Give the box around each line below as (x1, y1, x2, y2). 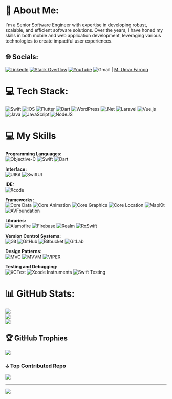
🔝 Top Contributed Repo (5, 362, 67, 369)
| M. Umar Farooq (111, 66, 148, 72)
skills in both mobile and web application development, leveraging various (5, 32, 161, 38)
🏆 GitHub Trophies (5, 333, 68, 342)
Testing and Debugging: (5, 263, 58, 269)
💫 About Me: (5, 5, 59, 16)
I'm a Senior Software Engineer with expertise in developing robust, (5, 22, 147, 28)
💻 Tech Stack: (5, 85, 69, 97)
